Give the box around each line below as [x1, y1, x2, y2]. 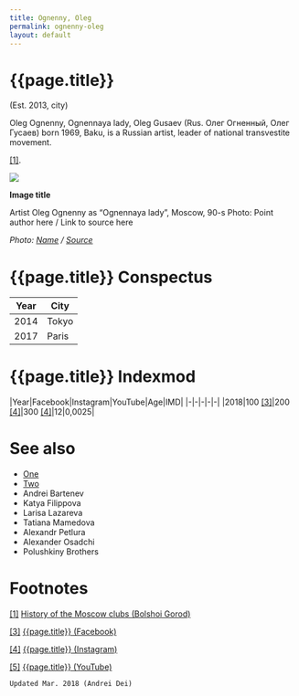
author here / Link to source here [9, 216, 133, 228]
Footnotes [9, 578, 89, 599]
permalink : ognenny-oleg [9, 22, 104, 31]
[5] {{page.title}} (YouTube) [9, 661, 112, 672]
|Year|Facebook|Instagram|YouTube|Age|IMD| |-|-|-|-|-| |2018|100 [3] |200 [9, 396, 290, 407]
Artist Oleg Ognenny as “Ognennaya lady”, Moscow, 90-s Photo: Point [9, 207, 274, 218]
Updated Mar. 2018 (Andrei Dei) [9, 680, 133, 689]
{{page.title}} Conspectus [9, 267, 213, 288]
